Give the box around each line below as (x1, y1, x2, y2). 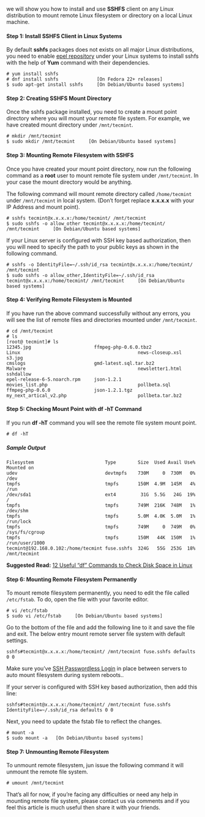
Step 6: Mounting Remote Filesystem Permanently (6, 576, 137, 583)
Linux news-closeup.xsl (6, 350, 182, 356)
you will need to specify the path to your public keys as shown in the (6, 243, 179, 251)
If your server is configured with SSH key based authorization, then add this (6, 683, 198, 690)
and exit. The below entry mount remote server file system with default (6, 630, 185, 638)
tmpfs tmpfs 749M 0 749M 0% (6, 523, 196, 530)
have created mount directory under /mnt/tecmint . (6, 121, 133, 128)
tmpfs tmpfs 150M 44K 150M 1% (6, 534, 196, 541)
